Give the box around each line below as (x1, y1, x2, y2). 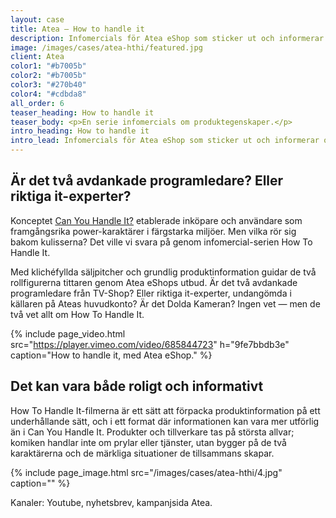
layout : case (10, 14, 65, 25)
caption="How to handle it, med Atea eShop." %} (10, 349, 213, 361)
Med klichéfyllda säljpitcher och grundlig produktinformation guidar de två (10, 266, 317, 278)
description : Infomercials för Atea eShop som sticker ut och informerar (10, 33, 325, 43)
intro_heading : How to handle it (10, 126, 150, 136)
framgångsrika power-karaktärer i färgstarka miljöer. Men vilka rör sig (10, 225, 297, 237)
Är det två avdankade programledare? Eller (10, 172, 284, 190)
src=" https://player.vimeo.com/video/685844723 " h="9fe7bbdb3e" (10, 338, 290, 350)
